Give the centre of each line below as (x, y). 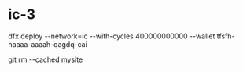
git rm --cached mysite (46, 59)
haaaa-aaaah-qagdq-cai (48, 44)
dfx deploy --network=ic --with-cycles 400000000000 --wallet (112, 36)
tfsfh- (226, 36)
